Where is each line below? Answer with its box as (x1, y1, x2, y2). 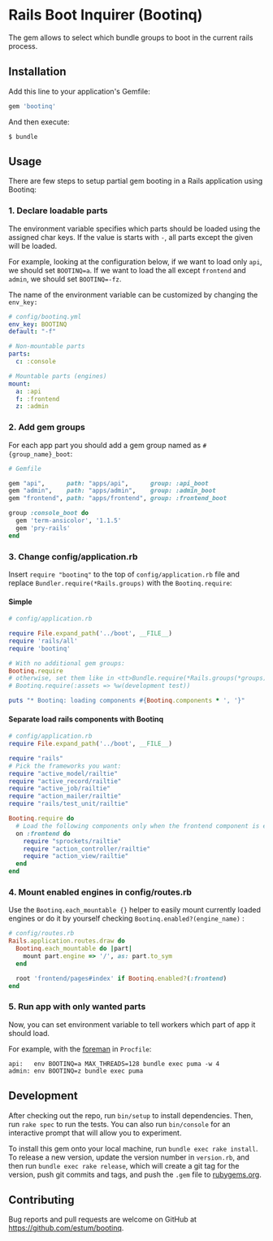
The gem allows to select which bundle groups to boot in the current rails (8, 33, 253, 42)
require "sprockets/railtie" (23, 837, 122, 845)
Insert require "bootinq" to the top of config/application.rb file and (8, 569, 240, 579)
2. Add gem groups (8, 421, 85, 433)
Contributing (8, 1193, 75, 1207)
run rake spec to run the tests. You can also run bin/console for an (8, 1119, 231, 1129)
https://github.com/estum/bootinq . (8, 1223, 124, 1233)
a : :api (15, 387, 42, 395)
